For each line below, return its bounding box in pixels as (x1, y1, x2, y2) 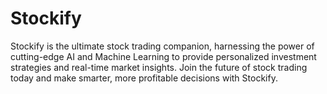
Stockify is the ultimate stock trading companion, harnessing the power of (10, 40, 315, 52)
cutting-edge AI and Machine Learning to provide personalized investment (10, 50, 317, 62)
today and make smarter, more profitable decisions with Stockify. (10, 72, 278, 84)
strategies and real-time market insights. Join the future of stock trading (10, 61, 308, 73)
